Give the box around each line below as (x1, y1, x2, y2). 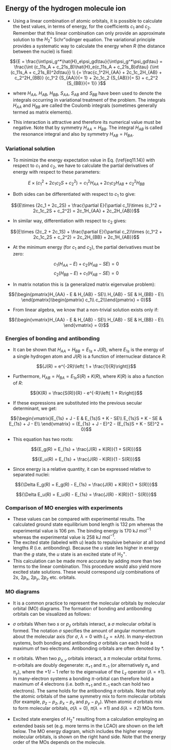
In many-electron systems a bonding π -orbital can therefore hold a (12, 675, 154, 682)
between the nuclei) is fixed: (12, 48, 73, 54)
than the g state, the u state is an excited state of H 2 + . (12, 550, 127, 558)
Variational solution (5, 145, 55, 152)
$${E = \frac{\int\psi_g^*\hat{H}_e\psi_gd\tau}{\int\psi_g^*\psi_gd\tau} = (10, 59, 163, 65)
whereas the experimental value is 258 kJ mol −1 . (12, 533, 116, 540)
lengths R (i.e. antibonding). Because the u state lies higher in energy (12, 545, 159, 551)
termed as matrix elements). (12, 109, 73, 115)
